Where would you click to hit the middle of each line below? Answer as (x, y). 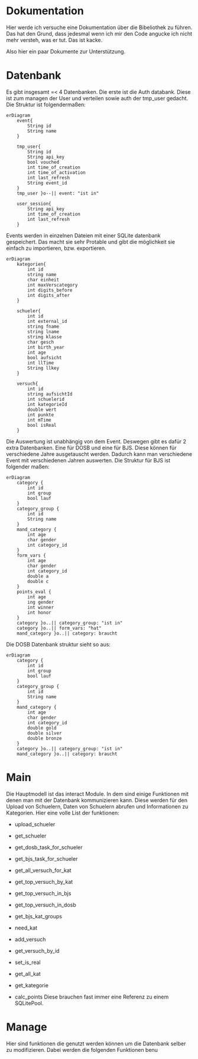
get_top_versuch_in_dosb (46, 905)
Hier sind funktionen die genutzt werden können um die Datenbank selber (96, 1044)
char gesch (41, 342)
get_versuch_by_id (37, 950)
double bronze (45, 738)
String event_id (47, 183)
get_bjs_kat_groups (38, 916)
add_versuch (30, 939)
